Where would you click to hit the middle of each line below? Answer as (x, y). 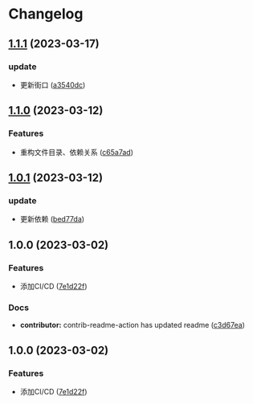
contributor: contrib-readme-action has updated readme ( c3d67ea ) (132, 325)
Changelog (46, 14)
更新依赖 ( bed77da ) (52, 219)
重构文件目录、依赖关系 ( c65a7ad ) (77, 152)
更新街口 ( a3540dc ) (53, 84)
